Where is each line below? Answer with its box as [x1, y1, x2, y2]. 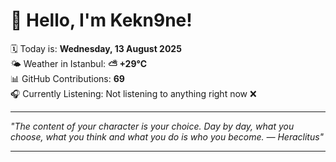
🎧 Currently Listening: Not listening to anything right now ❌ [10, 87, 257, 99]
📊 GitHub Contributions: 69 [10, 72, 125, 84]
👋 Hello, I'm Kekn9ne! [10, 9, 193, 32]
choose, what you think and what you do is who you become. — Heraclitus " [10, 130, 325, 143]
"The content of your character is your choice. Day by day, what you [10, 120, 295, 132]
